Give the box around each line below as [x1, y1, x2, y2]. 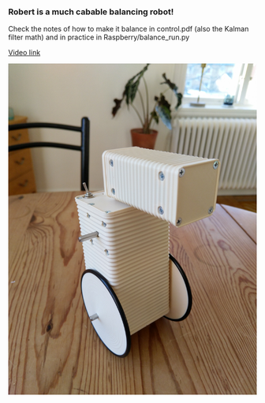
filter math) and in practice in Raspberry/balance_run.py [8, 32, 190, 42]
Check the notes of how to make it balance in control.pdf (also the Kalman [8, 24, 249, 34]
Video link [8, 48, 41, 58]
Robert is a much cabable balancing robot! [8, 6, 174, 17]
